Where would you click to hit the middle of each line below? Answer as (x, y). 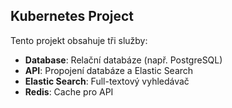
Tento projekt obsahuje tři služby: (79, 40)
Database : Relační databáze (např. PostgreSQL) (123, 60)
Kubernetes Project (72, 16)
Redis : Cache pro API (69, 91)
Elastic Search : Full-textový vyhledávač (107, 81)
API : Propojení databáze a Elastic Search (109, 70)
